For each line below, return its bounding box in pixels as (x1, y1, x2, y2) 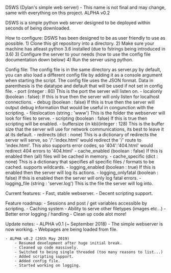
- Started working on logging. (14, 263, 81, 268)
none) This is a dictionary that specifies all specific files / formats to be (5, 159, 155, 165)
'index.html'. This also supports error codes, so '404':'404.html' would (5, 142, 153, 148)
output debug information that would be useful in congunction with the (5, 105, 154, 110)
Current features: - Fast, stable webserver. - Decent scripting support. (5, 190, 153, 196)
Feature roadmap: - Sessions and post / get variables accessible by (5, 200, 148, 206)
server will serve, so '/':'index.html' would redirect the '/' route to (5, 137, 142, 143)
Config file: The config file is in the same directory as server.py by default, (5, 66, 162, 72)
